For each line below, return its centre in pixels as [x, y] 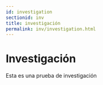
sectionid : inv [25, 18]
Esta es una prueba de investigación [51, 76]
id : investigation [29, 12]
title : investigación [33, 23]
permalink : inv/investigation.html [51, 29]
